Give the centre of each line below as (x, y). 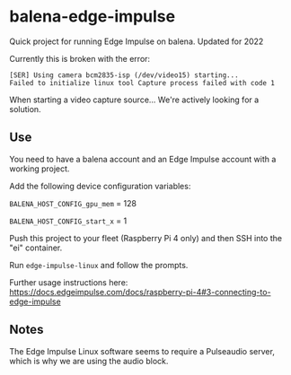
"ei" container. (36, 248)
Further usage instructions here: (69, 282)
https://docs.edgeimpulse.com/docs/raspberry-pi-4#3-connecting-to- (140, 292)
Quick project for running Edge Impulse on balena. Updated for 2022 (137, 41)
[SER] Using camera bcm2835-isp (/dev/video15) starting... (124, 75)
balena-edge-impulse (93, 17)
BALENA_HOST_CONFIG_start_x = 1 (68, 221)
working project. (40, 169)
